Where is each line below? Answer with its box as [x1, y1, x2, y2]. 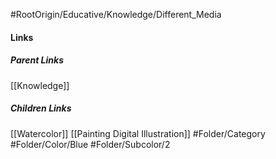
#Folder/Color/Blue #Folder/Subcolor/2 [10, 138, 171, 150]
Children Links [10, 102, 72, 114]
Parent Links [10, 54, 64, 66]
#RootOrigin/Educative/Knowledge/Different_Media [10, 9, 222, 20]
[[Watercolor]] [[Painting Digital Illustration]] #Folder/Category [10, 127, 266, 139]
